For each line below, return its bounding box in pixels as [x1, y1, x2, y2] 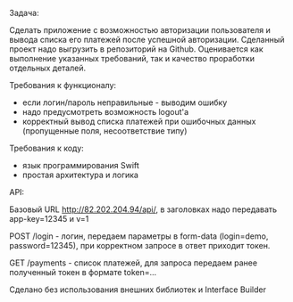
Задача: [9, 8, 39, 18]
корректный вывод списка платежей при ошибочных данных [21, 116, 256, 127]
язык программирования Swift [21, 160, 140, 170]
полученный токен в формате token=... [9, 267, 157, 277]
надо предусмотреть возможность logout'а [21, 107, 189, 117]
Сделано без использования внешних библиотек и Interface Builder [9, 284, 266, 295]
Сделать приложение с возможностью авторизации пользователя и [9, 25, 271, 35]
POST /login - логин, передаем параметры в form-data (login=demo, [9, 231, 269, 241]
